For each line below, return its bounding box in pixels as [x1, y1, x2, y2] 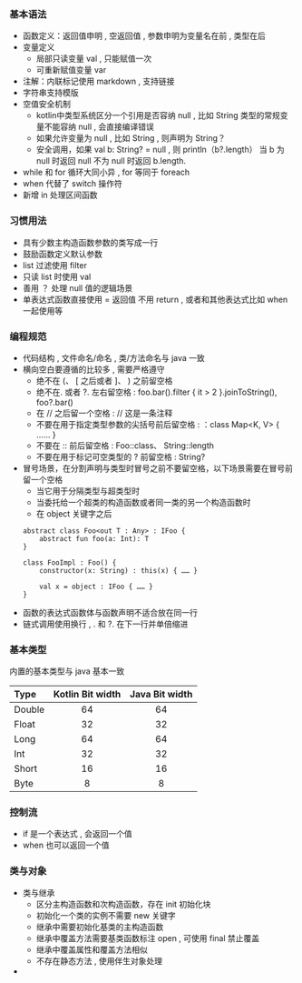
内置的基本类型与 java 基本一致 [9, 666, 125, 677]
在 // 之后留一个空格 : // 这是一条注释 [35, 407, 173, 418]
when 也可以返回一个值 [22, 839, 110, 851]
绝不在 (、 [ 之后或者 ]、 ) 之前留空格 [35, 375, 173, 386]
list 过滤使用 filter [22, 259, 88, 270]
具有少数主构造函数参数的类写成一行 [22, 236, 159, 247]
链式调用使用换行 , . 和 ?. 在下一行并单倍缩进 [22, 618, 189, 629]
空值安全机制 [22, 98, 71, 110]
